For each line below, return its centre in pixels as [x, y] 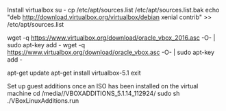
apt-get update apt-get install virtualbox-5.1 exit [74, 73]
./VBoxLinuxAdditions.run [43, 101]
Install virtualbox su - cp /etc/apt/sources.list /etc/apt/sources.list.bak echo [113, 10]
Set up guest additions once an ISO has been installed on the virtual [103, 86]
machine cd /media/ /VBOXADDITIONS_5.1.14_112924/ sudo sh [93, 93]
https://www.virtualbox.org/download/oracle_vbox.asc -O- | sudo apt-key [111, 52]
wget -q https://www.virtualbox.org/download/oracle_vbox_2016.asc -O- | [111, 38]
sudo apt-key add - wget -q [46, 45]
